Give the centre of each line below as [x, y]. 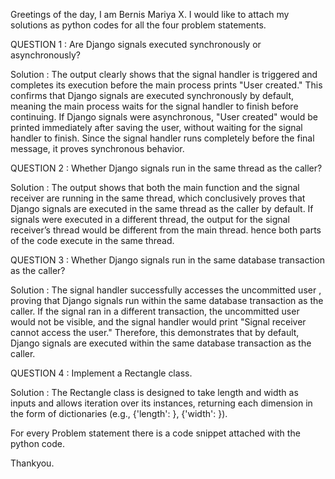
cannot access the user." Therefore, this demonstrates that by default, [155, 332]
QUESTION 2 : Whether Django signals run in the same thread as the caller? [166, 168]
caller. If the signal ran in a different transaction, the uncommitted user [155, 311]
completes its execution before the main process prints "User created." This [166, 85]
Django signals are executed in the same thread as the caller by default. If [162, 208]
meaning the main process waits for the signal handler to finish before [154, 106]
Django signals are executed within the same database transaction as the [161, 343]
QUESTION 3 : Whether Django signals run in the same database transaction [168, 260]
